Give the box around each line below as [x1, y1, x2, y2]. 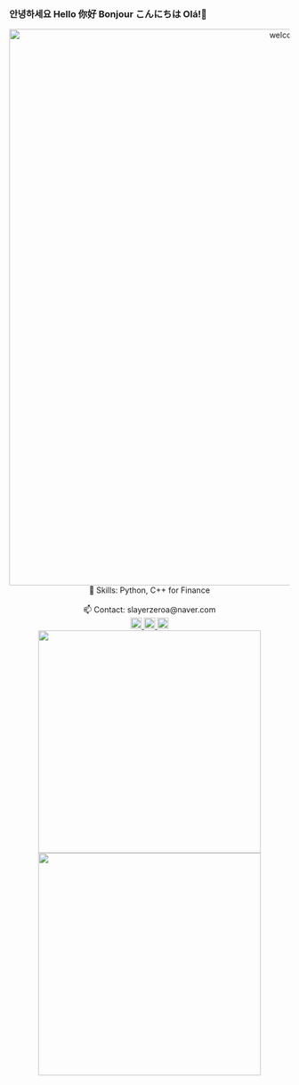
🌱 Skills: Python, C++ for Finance [88, 585, 211, 595]
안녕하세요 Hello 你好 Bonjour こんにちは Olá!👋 [9, 7, 207, 20]
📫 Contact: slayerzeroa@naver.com [83, 604, 216, 615]
